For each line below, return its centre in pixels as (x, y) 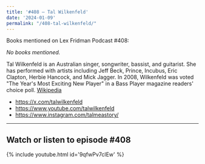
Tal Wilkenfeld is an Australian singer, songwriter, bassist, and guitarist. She (101, 64)
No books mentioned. (34, 52)
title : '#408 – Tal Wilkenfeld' (47, 12)
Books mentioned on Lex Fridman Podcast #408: (68, 41)
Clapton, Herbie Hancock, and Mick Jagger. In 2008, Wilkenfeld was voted (100, 77)
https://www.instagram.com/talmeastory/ (67, 115)
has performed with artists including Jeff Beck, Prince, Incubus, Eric (92, 71)
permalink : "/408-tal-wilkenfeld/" (52, 23)
